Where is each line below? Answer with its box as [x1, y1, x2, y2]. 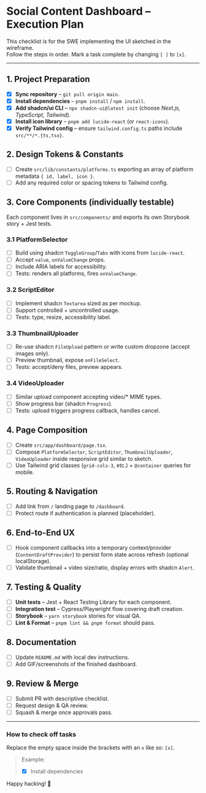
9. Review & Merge [6, 678, 79, 689]
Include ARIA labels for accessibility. [15, 263, 107, 270]
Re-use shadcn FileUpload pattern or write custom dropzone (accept [15, 343, 190, 351]
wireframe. [6, 44, 34, 51]
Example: [21, 756, 45, 763]
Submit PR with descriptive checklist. [15, 694, 109, 702]
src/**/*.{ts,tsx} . [15, 132, 64, 139]
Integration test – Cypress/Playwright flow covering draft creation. [15, 605, 184, 612]
